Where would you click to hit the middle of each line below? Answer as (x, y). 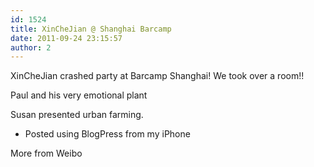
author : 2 (31, 47)
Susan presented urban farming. (77, 115)
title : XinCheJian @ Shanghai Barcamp (91, 29)
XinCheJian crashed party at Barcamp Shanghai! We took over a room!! (157, 76)
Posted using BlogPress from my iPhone (107, 134)
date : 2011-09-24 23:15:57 (66, 38)
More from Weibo (46, 153)
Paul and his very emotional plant (79, 95)
